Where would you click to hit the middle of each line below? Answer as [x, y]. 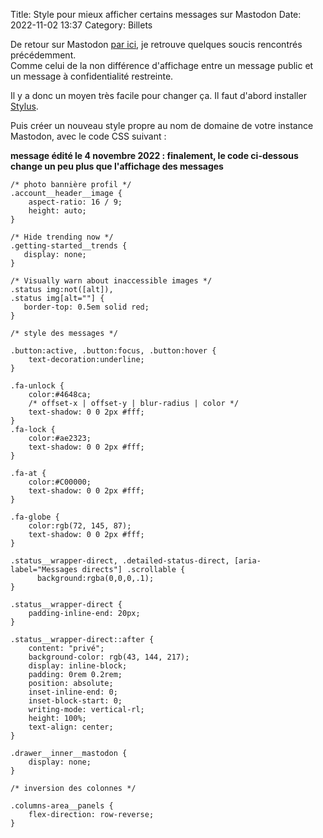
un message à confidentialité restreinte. [92, 76]
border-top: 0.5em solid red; [86, 307]
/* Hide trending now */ [62, 237]
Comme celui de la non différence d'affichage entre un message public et [162, 65]
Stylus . [24, 106]
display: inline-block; [78, 666]
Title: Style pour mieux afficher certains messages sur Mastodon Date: [156, 14]
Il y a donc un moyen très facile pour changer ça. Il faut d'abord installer [158, 95]
